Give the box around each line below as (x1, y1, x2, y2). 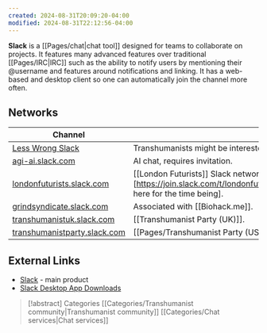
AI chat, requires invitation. (133, 155, 233, 166)
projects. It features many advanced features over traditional (8, 49, 207, 59)
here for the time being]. (133, 188, 224, 199)
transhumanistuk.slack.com (12, 214, 115, 225)
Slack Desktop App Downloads (19, 283, 122, 293)
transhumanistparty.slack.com (12, 227, 126, 238)
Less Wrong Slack (12, 143, 79, 154)
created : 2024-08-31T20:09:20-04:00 (8, 11, 130, 20)
